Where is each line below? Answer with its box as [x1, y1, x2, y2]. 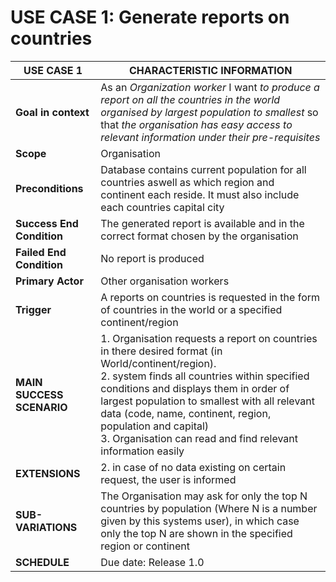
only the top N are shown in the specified [100, 526, 293, 540]
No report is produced [100, 251, 205, 265]
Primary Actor [15, 274, 84, 288]
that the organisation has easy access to [100, 117, 293, 131]
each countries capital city [100, 200, 225, 214]
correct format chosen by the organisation [100, 229, 299, 243]
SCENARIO [15, 400, 68, 414]
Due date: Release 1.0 [100, 555, 205, 569]
